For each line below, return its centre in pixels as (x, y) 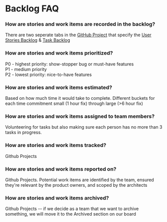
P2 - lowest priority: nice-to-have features (49, 74)
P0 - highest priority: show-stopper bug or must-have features (70, 64)
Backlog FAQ (32, 9)
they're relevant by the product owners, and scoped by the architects (76, 185)
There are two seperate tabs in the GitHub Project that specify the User (78, 35)
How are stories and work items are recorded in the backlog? (80, 24)
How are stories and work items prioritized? (59, 53)
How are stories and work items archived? (57, 198)
